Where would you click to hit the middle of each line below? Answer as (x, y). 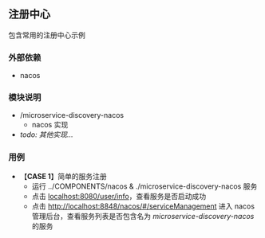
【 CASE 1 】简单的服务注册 (63, 176)
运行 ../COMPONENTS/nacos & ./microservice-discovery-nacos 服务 (144, 186)
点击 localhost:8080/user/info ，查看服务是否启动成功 (119, 196)
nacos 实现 (50, 125)
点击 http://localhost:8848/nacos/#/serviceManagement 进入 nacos (143, 206)
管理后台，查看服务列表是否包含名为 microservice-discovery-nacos (143, 216)
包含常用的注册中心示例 (47, 35)
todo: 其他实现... (46, 135)
